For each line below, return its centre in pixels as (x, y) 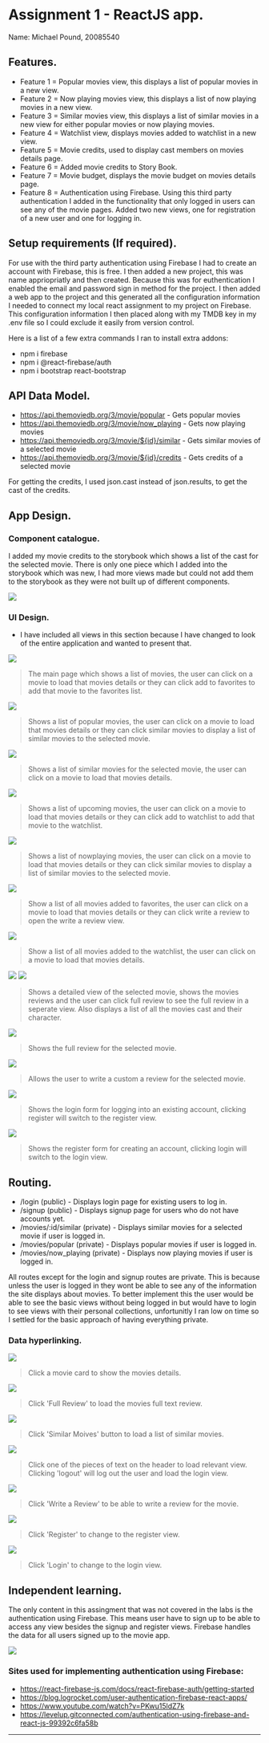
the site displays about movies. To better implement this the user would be (131, 1294)
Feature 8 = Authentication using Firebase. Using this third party (126, 192)
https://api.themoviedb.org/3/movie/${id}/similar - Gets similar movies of (140, 441)
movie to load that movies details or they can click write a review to (139, 912)
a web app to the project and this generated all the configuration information (134, 297)
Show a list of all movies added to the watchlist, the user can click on (142, 951)
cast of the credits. (39, 491)
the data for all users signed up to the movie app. (89, 1635)
